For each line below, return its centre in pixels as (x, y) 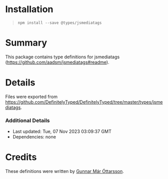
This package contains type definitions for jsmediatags (62, 57)
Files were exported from (31, 97)
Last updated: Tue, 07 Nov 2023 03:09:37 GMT (62, 131)
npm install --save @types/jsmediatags (60, 23)
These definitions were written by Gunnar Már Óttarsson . (65, 171)
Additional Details (28, 120)
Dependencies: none (34, 137)
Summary (26, 43)
